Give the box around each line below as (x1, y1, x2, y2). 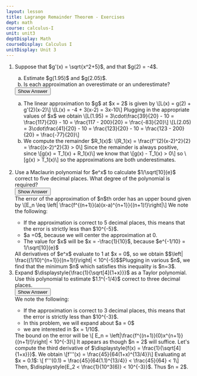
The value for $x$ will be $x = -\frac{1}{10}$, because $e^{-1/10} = (23, 238, 186, 245)
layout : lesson (6, 8, 44, 15)
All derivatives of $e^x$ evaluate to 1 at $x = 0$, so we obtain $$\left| (14, 250, 183, 257)
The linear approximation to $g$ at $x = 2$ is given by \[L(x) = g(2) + (23, 99, 191, 107)
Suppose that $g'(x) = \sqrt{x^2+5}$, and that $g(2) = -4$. (14, 63, 158, 70)
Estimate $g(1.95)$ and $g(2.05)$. (23, 74, 108, 81)
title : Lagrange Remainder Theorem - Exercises (6, 14, 125, 20)
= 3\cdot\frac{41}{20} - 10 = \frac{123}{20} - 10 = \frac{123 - (23, 125, 172, 132)
